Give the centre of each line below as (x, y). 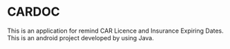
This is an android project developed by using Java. (80, 37)
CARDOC (33, 12)
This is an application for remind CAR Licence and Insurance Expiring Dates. (116, 31)
